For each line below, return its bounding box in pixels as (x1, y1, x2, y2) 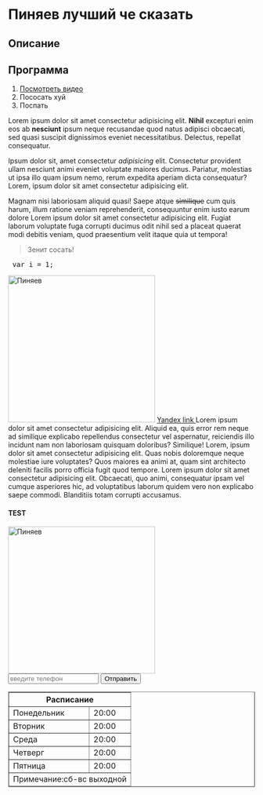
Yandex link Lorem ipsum (156, 415, 238, 425)
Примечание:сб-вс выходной (13, 773, 127, 784)
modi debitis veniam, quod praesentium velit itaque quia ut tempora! (8, 230, 228, 239)
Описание (8, 37, 60, 50)
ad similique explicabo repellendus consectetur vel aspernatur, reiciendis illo (8, 432, 254, 441)
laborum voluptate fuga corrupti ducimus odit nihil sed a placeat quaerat (8, 221, 241, 231)
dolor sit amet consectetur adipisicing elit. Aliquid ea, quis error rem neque (8, 424, 249, 433)
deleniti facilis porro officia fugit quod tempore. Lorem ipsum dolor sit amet (8, 465, 250, 475)
